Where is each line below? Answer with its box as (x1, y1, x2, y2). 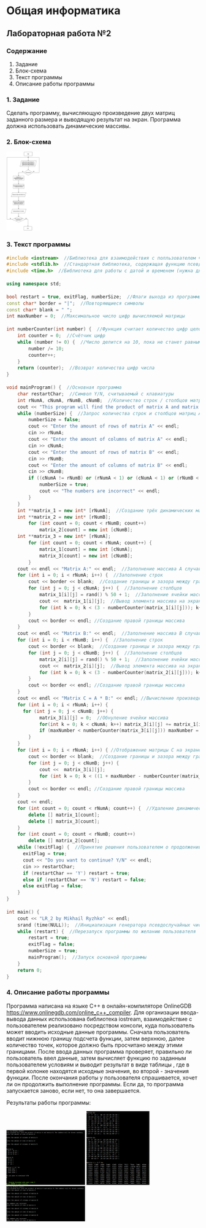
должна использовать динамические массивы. (6, 122, 131, 130)
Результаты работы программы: (6, 1098, 91, 1106)
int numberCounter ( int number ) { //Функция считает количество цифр (6, 326, 188, 332)
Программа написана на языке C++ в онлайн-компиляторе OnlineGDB (6, 1002, 192, 1009)
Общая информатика (6, 4, 121, 18)
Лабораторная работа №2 (6, 28, 112, 39)
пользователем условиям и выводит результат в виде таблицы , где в (6, 1060, 190, 1068)
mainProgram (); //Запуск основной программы (28, 954, 147, 961)
